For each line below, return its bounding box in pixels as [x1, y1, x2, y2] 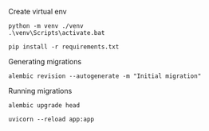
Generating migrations [8, 57, 82, 66]
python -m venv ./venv [8, 22, 84, 30]
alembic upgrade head [8, 102, 81, 110]
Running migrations [8, 87, 73, 95]
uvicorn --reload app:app [8, 115, 94, 123]
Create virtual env [8, 7, 67, 16]
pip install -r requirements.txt [8, 43, 120, 51]
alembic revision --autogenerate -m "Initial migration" [8, 72, 202, 80]
